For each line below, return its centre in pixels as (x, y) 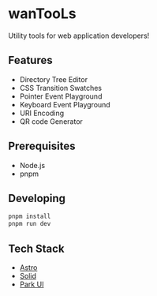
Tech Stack (36, 248)
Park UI (32, 284)
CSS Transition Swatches (61, 88)
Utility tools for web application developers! (79, 36)
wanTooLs (42, 14)
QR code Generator (51, 121)
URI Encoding (42, 113)
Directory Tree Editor (54, 79)
